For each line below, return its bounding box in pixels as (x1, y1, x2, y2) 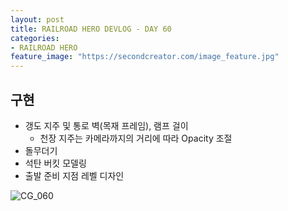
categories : (10, 33, 60, 43)
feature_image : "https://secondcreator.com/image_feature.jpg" (10, 52, 280, 62)
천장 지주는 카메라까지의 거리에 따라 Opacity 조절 (39, 132, 233, 144)
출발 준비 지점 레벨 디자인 (24, 169, 125, 181)
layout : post (10, 14, 65, 25)
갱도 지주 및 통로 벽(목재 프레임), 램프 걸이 (24, 119, 189, 131)
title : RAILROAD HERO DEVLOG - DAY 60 (10, 24, 172, 34)
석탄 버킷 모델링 (24, 157, 87, 169)
